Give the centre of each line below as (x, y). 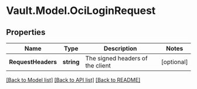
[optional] (174, 62)
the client (98, 65)
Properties (26, 32)
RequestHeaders (33, 62)
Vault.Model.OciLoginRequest (81, 11)
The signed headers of (116, 58)
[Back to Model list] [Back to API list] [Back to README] (73, 80)
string (71, 62)
